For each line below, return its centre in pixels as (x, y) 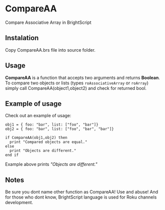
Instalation (22, 38)
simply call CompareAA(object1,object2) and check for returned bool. (76, 88)
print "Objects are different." (43, 151)
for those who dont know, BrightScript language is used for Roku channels (81, 197)
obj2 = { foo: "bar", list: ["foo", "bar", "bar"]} (59, 129)
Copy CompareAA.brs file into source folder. (50, 50)
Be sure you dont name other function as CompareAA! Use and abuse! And (82, 192)
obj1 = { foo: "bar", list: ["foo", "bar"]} (52, 125)
